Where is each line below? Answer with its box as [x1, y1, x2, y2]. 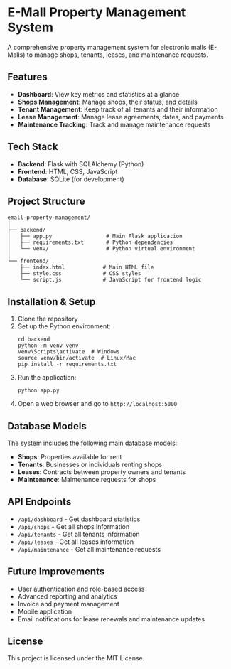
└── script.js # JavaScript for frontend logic [20, 277, 202, 284]
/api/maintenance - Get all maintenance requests [17, 545, 161, 553]
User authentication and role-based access [17, 584, 145, 593]
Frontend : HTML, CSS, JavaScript [17, 167, 118, 176]
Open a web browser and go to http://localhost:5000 [17, 400, 178, 408]
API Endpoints [7, 496, 72, 508]
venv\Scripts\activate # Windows [17, 348, 120, 355]
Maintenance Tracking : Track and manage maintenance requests [17, 120, 211, 129]
